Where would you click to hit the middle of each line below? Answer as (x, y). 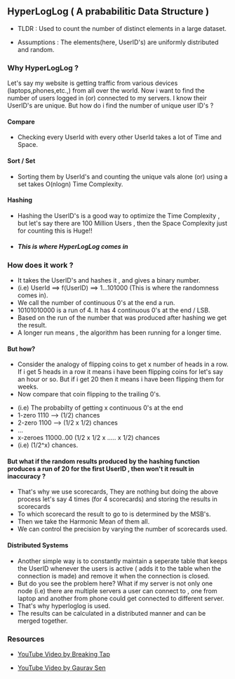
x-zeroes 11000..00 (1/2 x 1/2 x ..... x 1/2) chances (88, 438)
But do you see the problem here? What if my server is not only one (115, 583)
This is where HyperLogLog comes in (73, 247)
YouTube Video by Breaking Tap (64, 654)
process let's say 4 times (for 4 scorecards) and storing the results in (117, 499)
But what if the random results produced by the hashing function (103, 461)
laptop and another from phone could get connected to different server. (121, 598)
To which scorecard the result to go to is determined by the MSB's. (114, 514)
